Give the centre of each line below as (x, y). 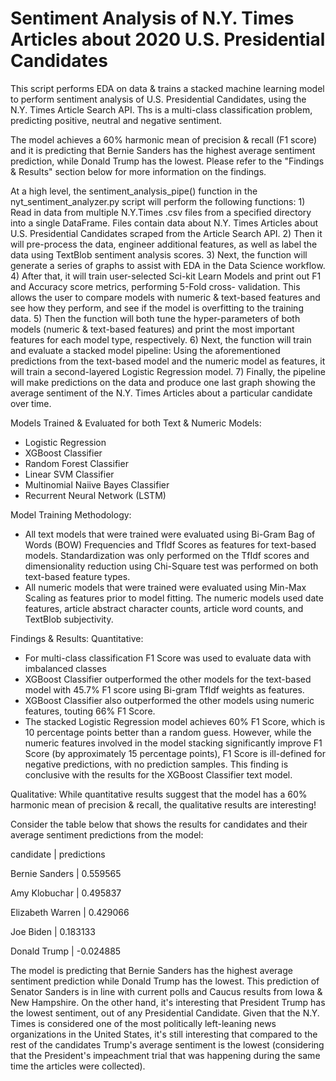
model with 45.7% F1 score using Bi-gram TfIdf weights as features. (164, 689)
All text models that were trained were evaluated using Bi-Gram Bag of (170, 534)
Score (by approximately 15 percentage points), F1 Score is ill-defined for (175, 753)
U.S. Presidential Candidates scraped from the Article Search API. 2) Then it (166, 233)
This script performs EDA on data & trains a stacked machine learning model (167, 88)
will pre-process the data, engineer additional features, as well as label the (164, 244)
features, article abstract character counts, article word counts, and (164, 608)
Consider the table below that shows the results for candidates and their (159, 824)
